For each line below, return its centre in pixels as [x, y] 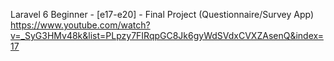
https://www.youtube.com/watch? [80, 25]
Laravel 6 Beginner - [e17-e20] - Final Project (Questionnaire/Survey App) [162, 14]
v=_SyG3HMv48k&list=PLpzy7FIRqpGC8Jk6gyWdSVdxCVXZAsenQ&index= [167, 35]
